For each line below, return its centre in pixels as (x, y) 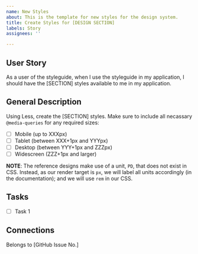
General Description (44, 102)
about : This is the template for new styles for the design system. (92, 17)
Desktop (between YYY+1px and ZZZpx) (64, 147)
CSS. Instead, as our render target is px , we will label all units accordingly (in (99, 172)
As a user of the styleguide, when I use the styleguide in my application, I (95, 77)
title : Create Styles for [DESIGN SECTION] (61, 22)
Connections (30, 231)
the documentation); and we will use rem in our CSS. (69, 179)
